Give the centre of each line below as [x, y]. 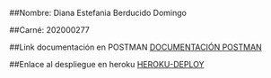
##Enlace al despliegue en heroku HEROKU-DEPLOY [107, 64]
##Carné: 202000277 [49, 30]
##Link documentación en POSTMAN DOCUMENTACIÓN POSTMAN [135, 47]
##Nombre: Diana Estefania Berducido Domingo [98, 13]
